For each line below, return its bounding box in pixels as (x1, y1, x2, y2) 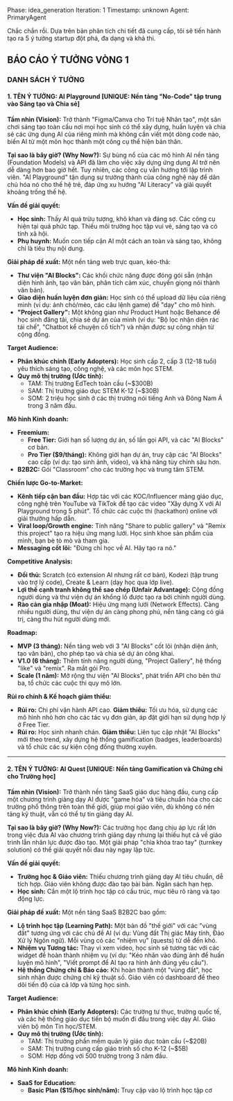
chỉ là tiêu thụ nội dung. (17, 244, 85, 252)
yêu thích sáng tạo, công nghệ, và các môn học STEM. (17, 364, 174, 372)
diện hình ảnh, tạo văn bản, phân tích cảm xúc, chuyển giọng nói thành (17, 278, 221, 287)
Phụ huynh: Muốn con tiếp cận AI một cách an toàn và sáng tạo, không (17, 236, 222, 245)
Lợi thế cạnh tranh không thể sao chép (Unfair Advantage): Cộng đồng (17, 585, 224, 593)
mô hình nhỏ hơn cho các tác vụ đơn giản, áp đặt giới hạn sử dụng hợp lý (17, 713, 227, 721)
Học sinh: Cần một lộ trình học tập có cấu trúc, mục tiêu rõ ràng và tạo (17, 887, 221, 895)
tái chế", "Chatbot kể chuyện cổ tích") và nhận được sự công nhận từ (17, 322, 214, 331)
